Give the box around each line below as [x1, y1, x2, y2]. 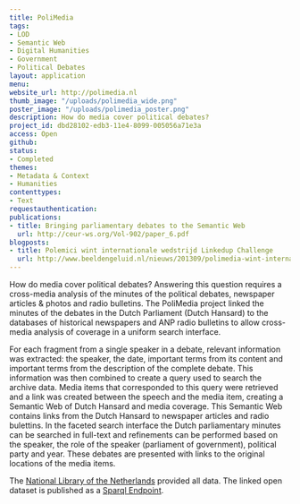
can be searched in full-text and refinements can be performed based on [9, 430, 279, 440]
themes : [9, 163, 38, 172]
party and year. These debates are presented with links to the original [9, 448, 265, 459]
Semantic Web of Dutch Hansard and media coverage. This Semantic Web [9, 401, 283, 412]
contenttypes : [9, 188, 62, 197]
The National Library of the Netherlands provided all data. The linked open [9, 475, 283, 486]
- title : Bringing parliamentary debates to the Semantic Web [9, 221, 246, 230]
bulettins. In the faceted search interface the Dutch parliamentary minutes [9, 420, 281, 431]
